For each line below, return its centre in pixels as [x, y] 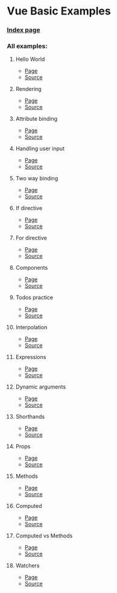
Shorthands [30, 417]
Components [32, 268]
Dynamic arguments [40, 387]
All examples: [27, 46]
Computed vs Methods [44, 536]
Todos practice [34, 297]
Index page [24, 30]
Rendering [28, 89]
